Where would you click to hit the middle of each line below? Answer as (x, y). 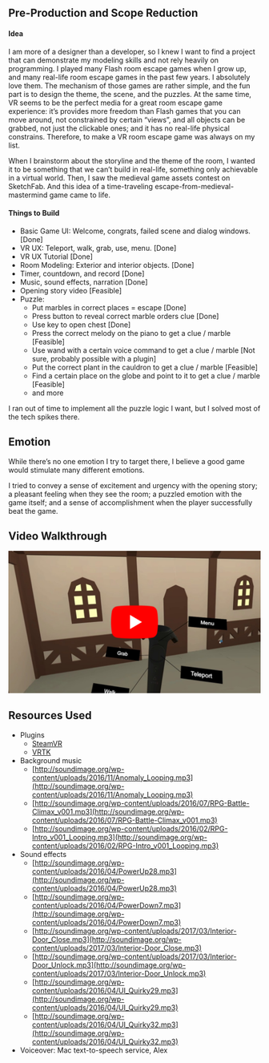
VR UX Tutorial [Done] (56, 257)
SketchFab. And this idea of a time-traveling (81, 186)
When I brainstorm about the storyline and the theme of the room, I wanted (132, 160)
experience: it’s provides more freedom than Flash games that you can (124, 111)
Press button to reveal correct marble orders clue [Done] (125, 316)
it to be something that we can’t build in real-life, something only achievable (133, 169)
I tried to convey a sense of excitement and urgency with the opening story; (133, 485)
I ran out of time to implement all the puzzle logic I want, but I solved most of (134, 408)
